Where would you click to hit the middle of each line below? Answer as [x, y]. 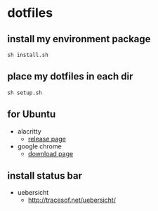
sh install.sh [28, 55]
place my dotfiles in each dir [70, 76]
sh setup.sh [25, 93]
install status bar [45, 176]
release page [47, 139]
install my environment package [79, 39]
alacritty [29, 131]
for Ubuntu [32, 114]
